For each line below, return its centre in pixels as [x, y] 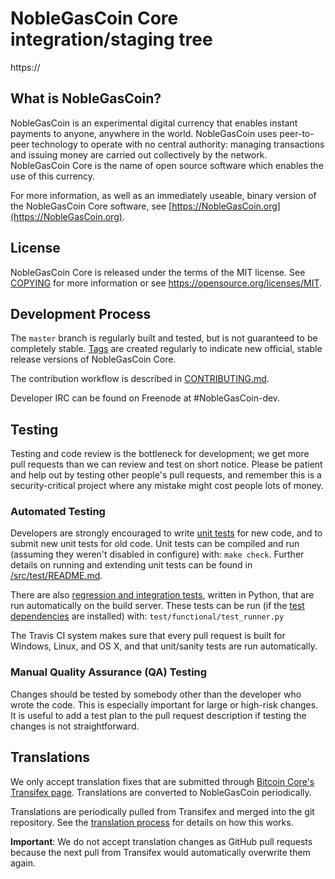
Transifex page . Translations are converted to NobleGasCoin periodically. [161, 792]
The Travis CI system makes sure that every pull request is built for [148, 636]
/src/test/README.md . [56, 576]
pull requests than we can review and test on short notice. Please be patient [166, 464]
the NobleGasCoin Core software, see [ [91, 206]
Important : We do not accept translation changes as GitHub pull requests [161, 841]
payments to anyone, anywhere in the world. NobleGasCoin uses [144, 133]
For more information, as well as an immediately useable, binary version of [163, 195]
